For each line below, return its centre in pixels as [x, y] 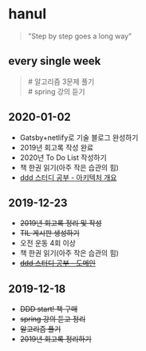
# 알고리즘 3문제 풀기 [61, 82]
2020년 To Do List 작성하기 [63, 158]
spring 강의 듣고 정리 [53, 319]
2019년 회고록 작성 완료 [57, 147]
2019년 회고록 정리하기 [55, 339]
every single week [55, 61]
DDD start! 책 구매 [49, 309]
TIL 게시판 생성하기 [49, 233]
